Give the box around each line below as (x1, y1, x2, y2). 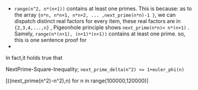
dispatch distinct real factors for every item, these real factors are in (14, 18, 181, 24)
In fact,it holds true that (5, 54, 63, 61)
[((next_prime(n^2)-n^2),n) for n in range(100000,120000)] (5, 77, 149, 84)
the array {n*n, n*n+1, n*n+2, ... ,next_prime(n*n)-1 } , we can (14, 11, 176, 18)
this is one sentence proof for (14, 37, 87, 43)
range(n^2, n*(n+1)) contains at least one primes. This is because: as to (14, 5, 192, 12)
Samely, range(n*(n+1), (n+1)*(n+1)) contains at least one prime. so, (14, 30, 186, 37)
